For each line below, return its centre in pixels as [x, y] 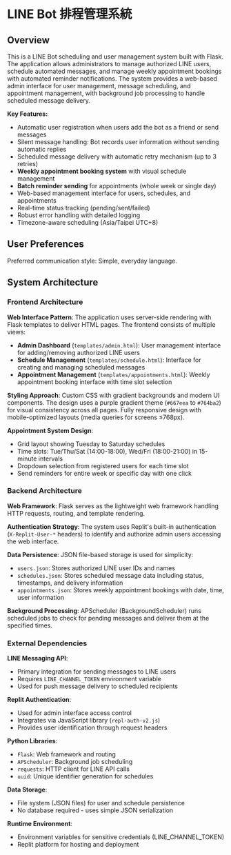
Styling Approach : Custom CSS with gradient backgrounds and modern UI [113, 395]
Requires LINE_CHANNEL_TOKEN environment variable [89, 679]
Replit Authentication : [39, 700]
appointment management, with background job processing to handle [106, 93]
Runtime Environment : [40, 824]
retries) [28, 164]
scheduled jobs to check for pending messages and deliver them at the [108, 618]
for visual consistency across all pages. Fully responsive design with [104, 410]
